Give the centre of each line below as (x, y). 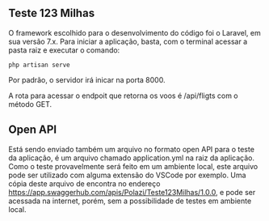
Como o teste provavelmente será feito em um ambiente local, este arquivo (133, 166)
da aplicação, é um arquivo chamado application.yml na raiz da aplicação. (131, 158)
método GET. (30, 104)
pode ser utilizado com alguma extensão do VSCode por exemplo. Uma (127, 175)
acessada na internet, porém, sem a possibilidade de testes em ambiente (130, 201)
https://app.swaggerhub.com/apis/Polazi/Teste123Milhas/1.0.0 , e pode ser (132, 192)
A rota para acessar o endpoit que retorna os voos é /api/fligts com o (123, 96)
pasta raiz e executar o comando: (64, 50)
